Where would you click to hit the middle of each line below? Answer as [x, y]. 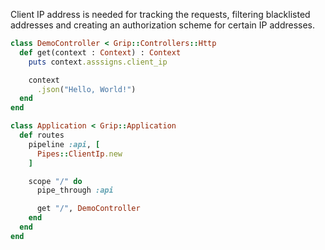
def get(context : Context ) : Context [100, 52]
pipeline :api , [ [64, 144]
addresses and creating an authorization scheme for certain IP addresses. [163, 25]
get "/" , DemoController [88, 209]
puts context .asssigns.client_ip [98, 62]
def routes [42, 135]
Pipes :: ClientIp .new [79, 154]
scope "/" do [55, 181]
